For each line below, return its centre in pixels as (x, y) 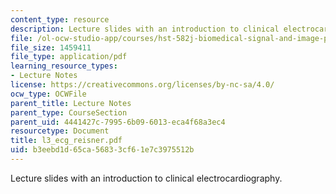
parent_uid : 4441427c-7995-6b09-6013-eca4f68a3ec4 (118, 122)
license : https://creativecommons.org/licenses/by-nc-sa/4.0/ (142, 85)
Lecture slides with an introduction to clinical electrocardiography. (146, 178)
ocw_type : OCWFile (48, 94)
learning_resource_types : (64, 66)
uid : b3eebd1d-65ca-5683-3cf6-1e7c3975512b (102, 150)
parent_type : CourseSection (69, 112)
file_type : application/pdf (69, 57)
